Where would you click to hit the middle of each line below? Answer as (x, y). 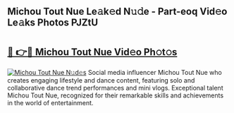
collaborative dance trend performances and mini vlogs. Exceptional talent (115, 88)
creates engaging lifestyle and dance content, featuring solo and (101, 80)
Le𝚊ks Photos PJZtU (53, 23)
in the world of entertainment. (50, 103)
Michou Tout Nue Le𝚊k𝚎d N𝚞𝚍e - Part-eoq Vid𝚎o (117, 12)
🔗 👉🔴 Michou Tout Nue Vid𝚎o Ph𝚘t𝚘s (92, 52)
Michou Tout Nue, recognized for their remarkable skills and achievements (116, 95)
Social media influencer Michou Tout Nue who (155, 72)
